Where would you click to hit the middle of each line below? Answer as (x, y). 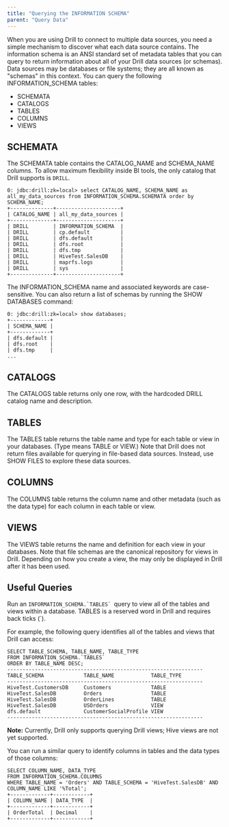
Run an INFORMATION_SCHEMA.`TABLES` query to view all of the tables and (108, 604)
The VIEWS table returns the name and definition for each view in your (106, 544)
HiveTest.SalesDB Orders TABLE (87, 694)
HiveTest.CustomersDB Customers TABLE (87, 688)
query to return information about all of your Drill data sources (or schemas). (115, 61)
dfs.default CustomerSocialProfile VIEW (85, 712)
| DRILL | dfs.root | (66, 245)
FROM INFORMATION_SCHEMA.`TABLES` (56, 658)
